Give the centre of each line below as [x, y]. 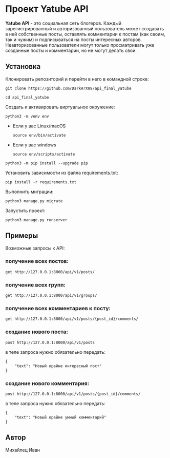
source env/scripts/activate [44, 154]
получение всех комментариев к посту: [58, 309]
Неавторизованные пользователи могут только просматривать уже [80, 45]
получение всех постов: [37, 261]
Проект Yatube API [47, 9]
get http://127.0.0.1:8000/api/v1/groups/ [51, 296]
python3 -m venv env [27, 116]
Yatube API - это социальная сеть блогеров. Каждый [63, 23]
